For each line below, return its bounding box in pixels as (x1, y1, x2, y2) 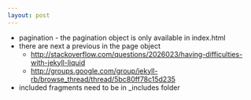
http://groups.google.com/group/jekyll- (30, 66, 158, 75)
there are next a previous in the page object (18, 41, 161, 51)
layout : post (7, 11, 50, 20)
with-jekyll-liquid (30, 58, 86, 67)
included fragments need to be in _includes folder (18, 83, 180, 92)
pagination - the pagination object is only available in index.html (18, 33, 226, 42)
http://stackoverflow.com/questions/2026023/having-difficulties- (30, 49, 243, 59)
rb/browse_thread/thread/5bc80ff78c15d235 (30, 74, 176, 84)
